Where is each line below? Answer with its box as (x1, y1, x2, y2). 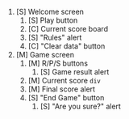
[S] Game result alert (40, 67, 110, 76)
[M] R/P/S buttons (27, 58, 89, 68)
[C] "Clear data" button (27, 41, 106, 51)
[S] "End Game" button (27, 93, 105, 102)
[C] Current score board (27, 24, 109, 33)
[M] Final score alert (27, 84, 95, 94)
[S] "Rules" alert (27, 32, 82, 42)
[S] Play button (27, 15, 78, 25)
